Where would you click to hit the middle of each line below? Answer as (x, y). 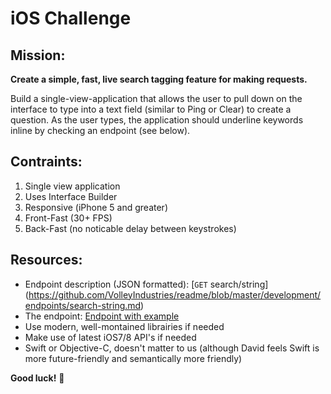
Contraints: (46, 162)
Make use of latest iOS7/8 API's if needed (110, 337)
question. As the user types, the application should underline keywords (157, 120)
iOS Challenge (71, 18)
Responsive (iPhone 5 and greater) (96, 207)
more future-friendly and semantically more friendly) (133, 358)
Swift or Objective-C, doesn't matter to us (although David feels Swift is (172, 348)
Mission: (38, 55)
